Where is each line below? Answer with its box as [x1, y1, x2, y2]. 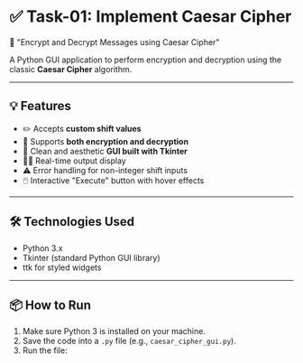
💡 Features [9, 98, 72, 114]
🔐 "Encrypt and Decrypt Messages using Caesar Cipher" [9, 36, 220, 47]
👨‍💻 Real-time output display [22, 155, 126, 166]
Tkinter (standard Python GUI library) [22, 252, 161, 263]
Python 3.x [22, 242, 63, 254]
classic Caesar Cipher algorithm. [9, 63, 133, 74]
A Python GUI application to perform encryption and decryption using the [9, 54, 282, 65]
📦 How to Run [9, 297, 92, 312]
